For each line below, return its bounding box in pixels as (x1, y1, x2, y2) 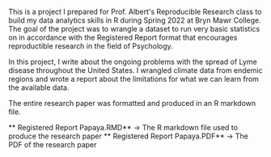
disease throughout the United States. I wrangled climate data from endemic (8, 66, 263, 75)
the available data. (8, 83, 70, 92)
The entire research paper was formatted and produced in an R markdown (8, 99, 256, 108)
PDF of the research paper (8, 140, 97, 149)
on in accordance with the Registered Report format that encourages (8, 32, 238, 42)
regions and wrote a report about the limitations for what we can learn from (8, 74, 259, 83)
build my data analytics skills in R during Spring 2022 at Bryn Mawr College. (8, 15, 261, 25)
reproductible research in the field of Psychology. (8, 41, 174, 51)
